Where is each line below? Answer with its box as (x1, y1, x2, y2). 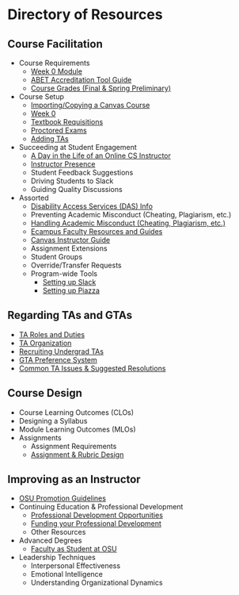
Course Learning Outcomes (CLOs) (18, 407, 135, 417)
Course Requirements (18, 58, 90, 67)
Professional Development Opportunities (30, 510, 164, 520)
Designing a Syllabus (18, 416, 88, 425)
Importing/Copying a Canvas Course (30, 101, 150, 109)
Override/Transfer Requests (30, 260, 122, 270)
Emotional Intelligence (30, 570, 104, 579)
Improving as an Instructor (7, 473, 141, 486)
